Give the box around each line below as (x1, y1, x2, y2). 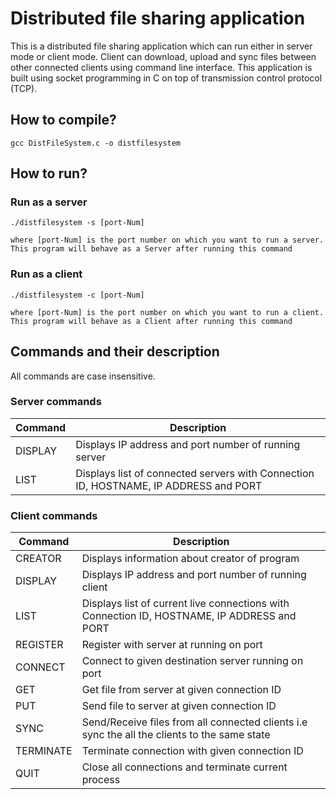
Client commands (10, 508, 98, 522)
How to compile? (10, 112, 117, 129)
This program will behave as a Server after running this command (10, 244, 293, 254)
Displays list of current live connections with (81, 597, 290, 611)
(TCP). (10, 82, 38, 94)
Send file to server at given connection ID (81, 699, 277, 713)
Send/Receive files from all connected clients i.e (81, 715, 308, 729)
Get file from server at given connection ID (81, 683, 282, 697)
